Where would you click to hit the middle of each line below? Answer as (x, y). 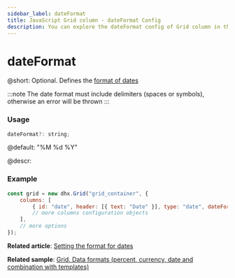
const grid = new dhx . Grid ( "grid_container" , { (78, 193)
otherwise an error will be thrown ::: (58, 101)
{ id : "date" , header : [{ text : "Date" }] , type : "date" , (119, 207)
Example (22, 179)
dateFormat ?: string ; (39, 134)
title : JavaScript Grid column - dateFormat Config (84, 20)
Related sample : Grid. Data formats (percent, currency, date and (100, 259)
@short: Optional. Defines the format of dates (73, 80)
